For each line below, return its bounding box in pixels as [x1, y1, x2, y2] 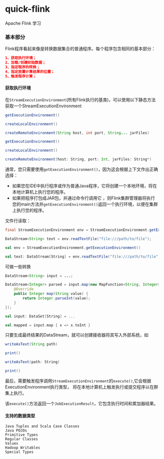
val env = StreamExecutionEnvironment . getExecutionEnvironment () [5, 245, 141, 250]
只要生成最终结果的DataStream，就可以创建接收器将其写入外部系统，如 [5, 332, 149, 338]
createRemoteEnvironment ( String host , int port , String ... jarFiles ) [5, 130, 150, 135]
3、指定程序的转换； [5, 65, 41, 70]
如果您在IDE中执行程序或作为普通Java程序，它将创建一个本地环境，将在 [12, 183, 157, 189]
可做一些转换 [5, 264, 31, 269]
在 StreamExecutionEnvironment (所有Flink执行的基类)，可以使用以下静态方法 [5, 97, 156, 102]
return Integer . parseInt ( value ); [22, 296, 91, 301]
